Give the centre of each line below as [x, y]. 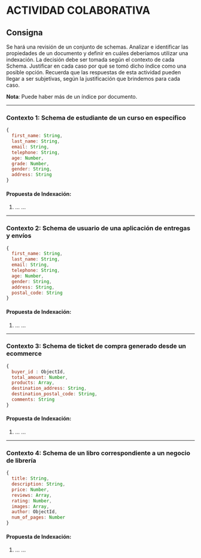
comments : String [33, 400]
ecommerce [24, 354]
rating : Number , [32, 501]
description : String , [39, 484]
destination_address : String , [49, 389]
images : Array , [31, 507]
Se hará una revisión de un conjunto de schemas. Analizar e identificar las [97, 47]
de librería [21, 460]
